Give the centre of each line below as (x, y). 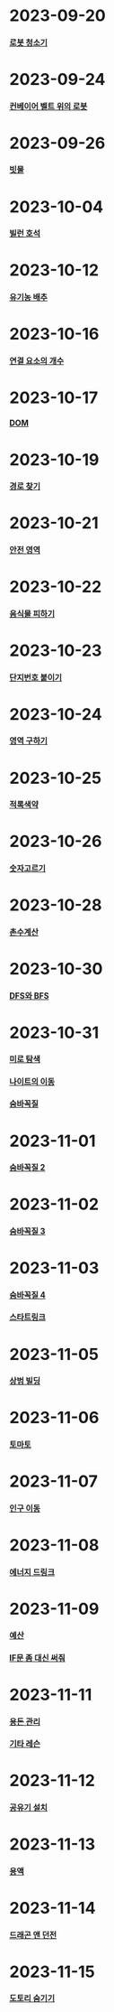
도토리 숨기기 (32, 1998)
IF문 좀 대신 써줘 (37, 1657)
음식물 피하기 (32, 613)
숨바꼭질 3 (27, 1231)
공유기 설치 (28, 1808)
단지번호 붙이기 (36, 677)
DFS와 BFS (29, 995)
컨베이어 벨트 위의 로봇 (48, 106)
